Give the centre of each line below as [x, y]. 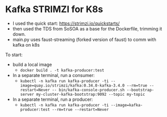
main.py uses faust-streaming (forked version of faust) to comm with [84, 40]
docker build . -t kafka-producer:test [62, 70]
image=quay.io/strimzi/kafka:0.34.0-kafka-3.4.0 [72, 85]
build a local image [32, 64]
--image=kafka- [127, 105]
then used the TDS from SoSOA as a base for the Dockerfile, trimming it [87, 28]
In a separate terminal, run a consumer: [54, 75]
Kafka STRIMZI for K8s [54, 9]
